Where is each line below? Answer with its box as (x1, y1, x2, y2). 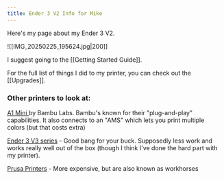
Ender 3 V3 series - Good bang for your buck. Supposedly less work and (7, 136, 213, 145)
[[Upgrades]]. (7, 76, 46, 84)
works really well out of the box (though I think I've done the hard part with (7, 143, 218, 152)
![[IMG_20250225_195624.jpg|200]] (7, 42, 108, 50)
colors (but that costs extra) (7, 123, 86, 131)
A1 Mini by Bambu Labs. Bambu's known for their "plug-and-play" (7, 108, 193, 117)
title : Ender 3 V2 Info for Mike (7, 10, 103, 17)
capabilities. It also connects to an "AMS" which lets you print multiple (7, 116, 205, 124)
